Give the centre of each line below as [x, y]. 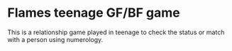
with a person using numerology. [55, 39]
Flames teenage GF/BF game [94, 13]
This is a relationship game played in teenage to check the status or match [116, 32]
